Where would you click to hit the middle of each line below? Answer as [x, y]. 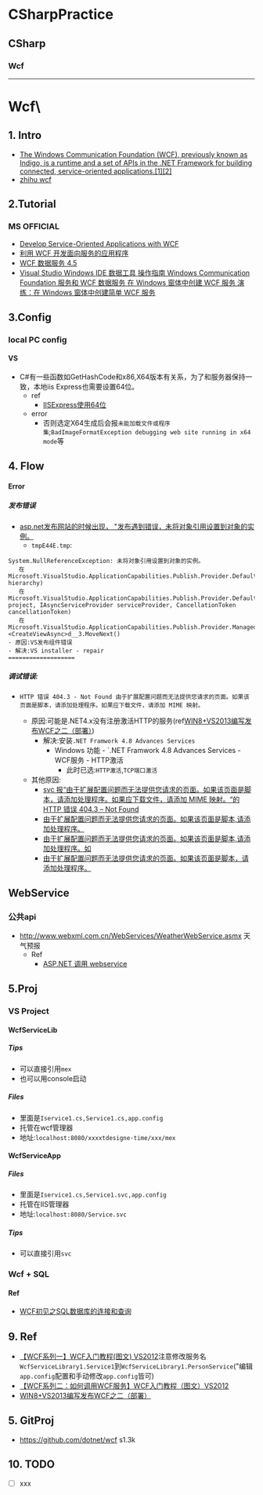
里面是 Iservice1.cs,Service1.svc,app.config [93, 1194]
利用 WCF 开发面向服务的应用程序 [74, 253]
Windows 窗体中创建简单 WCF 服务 [99, 292]
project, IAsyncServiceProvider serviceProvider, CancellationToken [122, 605]
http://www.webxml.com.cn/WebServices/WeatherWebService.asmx [131, 935]
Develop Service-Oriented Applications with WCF [99, 243]
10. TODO [31, 1465]
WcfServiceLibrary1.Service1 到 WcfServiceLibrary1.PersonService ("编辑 [136, 1366]
